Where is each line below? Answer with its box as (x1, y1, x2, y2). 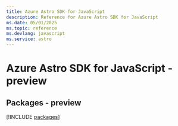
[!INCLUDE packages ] (6, 114, 60, 120)
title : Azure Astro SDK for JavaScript (6, 8, 105, 15)
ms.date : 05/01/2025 (6, 20, 58, 25)
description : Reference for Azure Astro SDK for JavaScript (6, 14, 159, 20)
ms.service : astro (6, 36, 52, 42)
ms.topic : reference (6, 25, 58, 31)
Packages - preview (6, 98, 82, 108)
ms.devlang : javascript (6, 31, 65, 37)
